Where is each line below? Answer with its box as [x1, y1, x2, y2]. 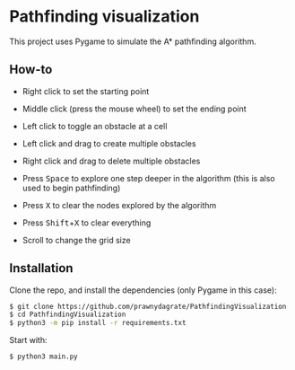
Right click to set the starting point [22, 85, 150, 96]
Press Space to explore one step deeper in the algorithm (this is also [22, 172, 275, 183]
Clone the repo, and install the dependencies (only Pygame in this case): [9, 285, 277, 295]
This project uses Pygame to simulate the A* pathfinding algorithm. [9, 36, 257, 47]
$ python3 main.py [9, 352, 78, 361]
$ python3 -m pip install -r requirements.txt [9, 319, 187, 328]
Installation [9, 260, 74, 276]
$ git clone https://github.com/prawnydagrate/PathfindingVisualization [9, 302, 287, 311]
